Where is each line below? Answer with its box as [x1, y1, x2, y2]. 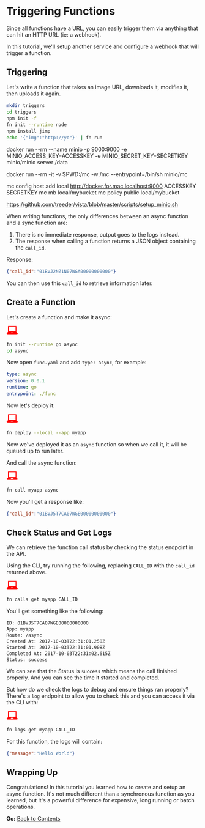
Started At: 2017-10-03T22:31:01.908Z [6, 645, 105, 651]
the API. [6, 550, 26, 558]
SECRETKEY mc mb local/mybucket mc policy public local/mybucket [6, 189, 180, 196]
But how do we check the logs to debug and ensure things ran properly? [6, 686, 188, 693]
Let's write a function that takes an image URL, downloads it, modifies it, [6, 83, 189, 91]
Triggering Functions [6, 4, 116, 18]
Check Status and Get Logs [6, 527, 113, 538]
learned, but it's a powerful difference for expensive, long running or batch [6, 796, 195, 804]
